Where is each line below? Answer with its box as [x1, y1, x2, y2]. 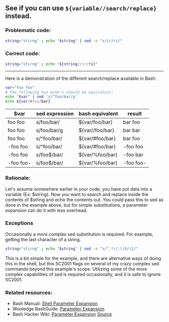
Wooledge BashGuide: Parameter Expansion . [12, 306, 106, 311]
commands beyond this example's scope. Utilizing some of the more [5, 266, 147, 272]
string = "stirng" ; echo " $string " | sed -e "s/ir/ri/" [5, 38, 123, 43]
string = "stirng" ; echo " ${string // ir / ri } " [5, 61, 98, 67]
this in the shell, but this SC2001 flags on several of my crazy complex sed [5, 260, 159, 266]
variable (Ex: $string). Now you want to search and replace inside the [5, 191, 149, 197]
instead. [5, 12, 32, 21]
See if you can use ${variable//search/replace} [5, 4, 157, 13]
